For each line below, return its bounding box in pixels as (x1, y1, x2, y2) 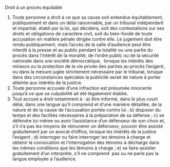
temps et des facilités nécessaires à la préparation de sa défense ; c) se (12, 112, 165, 118)
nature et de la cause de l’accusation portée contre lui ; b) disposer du (12, 107, 161, 113)
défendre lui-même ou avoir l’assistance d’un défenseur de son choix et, (12, 118, 165, 123)
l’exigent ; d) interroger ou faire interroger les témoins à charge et (12, 134, 151, 140)
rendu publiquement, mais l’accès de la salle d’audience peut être (12, 41, 151, 48)
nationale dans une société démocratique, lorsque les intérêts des (12, 58, 154, 64)
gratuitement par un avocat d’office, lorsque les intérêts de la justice (12, 129, 157, 135)
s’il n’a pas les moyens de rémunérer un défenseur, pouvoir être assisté (12, 123, 163, 129)
